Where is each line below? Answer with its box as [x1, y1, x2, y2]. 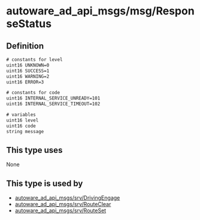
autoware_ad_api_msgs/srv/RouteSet [14, 207, 107, 214]
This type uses [6, 145, 63, 155]
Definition [6, 41, 44, 51]
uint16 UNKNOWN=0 [6, 62, 50, 68]
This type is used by [6, 178, 83, 188]
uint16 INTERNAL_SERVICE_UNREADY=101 [6, 95, 101, 101]
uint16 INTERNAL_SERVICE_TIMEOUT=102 [6, 101, 101, 107]
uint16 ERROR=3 [6, 79, 44, 85]
